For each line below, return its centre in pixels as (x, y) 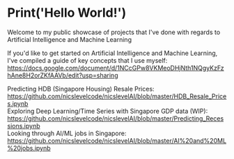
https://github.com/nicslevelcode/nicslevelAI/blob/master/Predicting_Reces (116, 118)
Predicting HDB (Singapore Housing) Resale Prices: (81, 89)
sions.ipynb (24, 126)
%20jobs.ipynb (29, 148)
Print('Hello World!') (67, 13)
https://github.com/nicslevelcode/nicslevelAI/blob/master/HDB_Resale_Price (117, 96)
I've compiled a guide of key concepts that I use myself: (87, 60)
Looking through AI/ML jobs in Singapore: (67, 133)
